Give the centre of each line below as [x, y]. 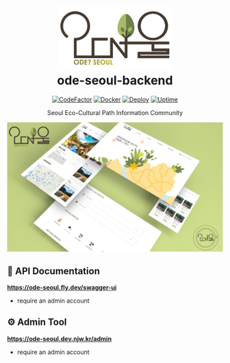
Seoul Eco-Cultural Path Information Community [115, 112]
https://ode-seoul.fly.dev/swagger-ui [62, 287]
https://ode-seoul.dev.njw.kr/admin [59, 338]
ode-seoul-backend [115, 80]
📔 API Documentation [54, 271]
